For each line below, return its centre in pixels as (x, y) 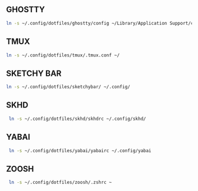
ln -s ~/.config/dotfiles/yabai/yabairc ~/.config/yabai (80, 150)
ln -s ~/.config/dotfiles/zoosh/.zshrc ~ (60, 182)
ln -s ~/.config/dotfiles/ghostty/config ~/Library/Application (87, 23)
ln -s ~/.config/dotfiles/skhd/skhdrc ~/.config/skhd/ (77, 119)
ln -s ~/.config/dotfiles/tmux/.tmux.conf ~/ (63, 55)
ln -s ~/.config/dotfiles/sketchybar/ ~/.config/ (68, 87)
